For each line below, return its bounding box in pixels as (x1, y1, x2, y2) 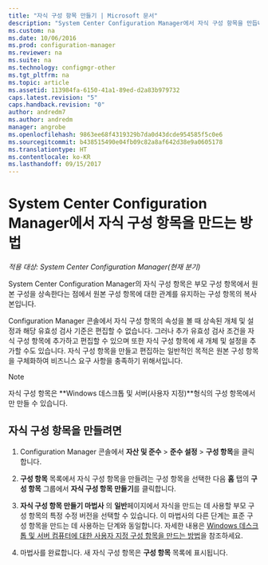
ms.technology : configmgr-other (8, 64, 116, 72)
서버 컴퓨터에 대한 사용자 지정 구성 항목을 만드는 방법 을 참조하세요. (37, 531, 243, 540)
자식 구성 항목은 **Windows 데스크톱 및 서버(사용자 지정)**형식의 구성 (8, 388, 228, 398)
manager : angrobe (8, 123, 66, 131)
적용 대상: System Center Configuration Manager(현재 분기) (8, 262, 201, 272)
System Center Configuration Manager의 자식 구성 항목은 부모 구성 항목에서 (8, 279, 250, 288)
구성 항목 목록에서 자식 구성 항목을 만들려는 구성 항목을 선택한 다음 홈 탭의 (19, 473, 250, 483)
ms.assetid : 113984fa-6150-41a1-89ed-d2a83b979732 (8, 86, 180, 94)
